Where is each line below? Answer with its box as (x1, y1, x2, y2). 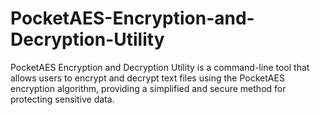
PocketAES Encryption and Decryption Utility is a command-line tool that (10, 61, 310, 73)
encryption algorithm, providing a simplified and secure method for (10, 82, 287, 94)
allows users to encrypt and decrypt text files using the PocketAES (10, 72, 285, 84)
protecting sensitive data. (10, 93, 115, 105)
